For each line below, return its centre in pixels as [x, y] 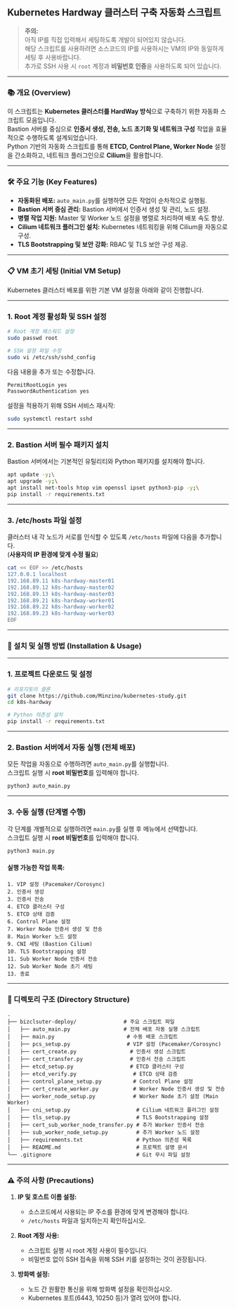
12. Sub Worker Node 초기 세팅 [50, 966]
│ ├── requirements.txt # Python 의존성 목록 [99, 1140]
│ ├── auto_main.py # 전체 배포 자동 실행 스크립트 [104, 1029]
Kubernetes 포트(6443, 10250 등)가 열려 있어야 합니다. [104, 1298]
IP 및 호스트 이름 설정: [47, 1197]
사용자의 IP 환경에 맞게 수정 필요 [53, 554]
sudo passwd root [33, 338]
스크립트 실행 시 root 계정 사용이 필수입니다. [88, 1251]
